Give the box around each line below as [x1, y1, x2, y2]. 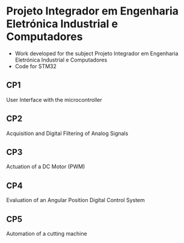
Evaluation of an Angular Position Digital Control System [6, 197, 146, 204]
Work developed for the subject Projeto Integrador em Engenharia [14, 49, 179, 57]
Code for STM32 [14, 62, 57, 70]
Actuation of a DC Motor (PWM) [6, 163, 85, 170]
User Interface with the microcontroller [6, 96, 102, 103]
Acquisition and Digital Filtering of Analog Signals [6, 130, 129, 137]
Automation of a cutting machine [6, 230, 87, 237]
